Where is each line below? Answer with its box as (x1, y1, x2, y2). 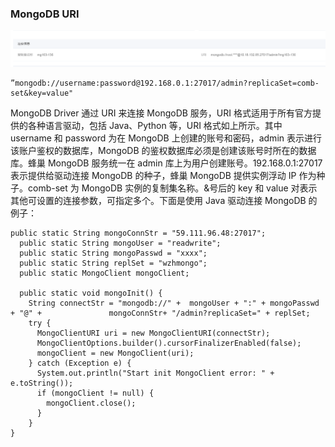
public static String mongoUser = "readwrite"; (19, 238, 222, 248)
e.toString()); (10, 378, 74, 388)
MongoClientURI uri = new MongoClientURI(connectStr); (36, 328, 271, 338)
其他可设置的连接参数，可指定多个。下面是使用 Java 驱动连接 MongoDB (10, 194, 307, 206)
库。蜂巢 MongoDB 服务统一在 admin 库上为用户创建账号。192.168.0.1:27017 (10, 157, 323, 169)
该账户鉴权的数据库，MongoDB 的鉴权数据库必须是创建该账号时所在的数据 (10, 144, 317, 156)
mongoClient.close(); (46, 398, 137, 408)
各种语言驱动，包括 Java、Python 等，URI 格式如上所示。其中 (27, 119, 283, 131)
